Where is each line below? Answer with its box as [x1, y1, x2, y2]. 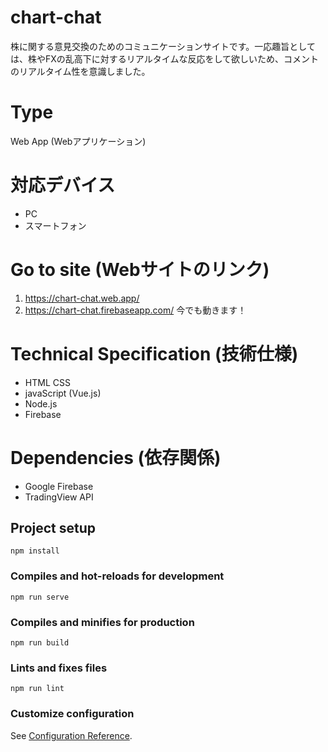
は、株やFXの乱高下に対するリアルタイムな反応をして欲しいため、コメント [10, 52, 319, 65]
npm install [10, 546, 60, 556]
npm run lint [10, 684, 65, 694]
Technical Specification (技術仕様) [10, 342, 299, 365]
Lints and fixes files [10, 661, 108, 675]
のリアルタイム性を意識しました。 [10, 65, 151, 77]
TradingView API [24, 491, 94, 503]
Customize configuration [10, 707, 135, 721]
